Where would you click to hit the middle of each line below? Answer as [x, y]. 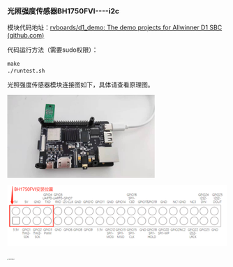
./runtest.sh [26, 71]
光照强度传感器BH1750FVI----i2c [63, 10]
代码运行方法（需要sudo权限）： [53, 50]
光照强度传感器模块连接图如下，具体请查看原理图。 [81, 85]
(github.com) [26, 36]
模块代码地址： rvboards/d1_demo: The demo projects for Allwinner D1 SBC [115, 28]
